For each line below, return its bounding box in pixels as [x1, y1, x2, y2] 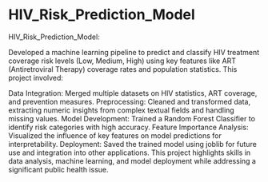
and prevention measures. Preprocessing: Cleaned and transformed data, [8, 97, 251, 106]
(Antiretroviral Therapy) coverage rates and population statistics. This [8, 64, 238, 73]
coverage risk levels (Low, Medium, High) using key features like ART [8, 56, 236, 65]
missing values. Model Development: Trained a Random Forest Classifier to [8, 113, 256, 123]
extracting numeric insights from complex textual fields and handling [8, 105, 234, 115]
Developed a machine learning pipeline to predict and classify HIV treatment [8, 47, 260, 57]
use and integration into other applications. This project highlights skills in [8, 148, 251, 157]
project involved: [8, 73, 64, 82]
